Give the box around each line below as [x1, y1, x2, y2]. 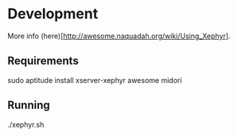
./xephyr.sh [7, 119, 45, 129]
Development [7, 5, 99, 23]
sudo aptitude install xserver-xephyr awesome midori [7, 75, 182, 84]
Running [7, 99, 51, 112]
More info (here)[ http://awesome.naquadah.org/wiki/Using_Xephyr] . [7, 31, 231, 41]
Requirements [7, 54, 79, 68]
